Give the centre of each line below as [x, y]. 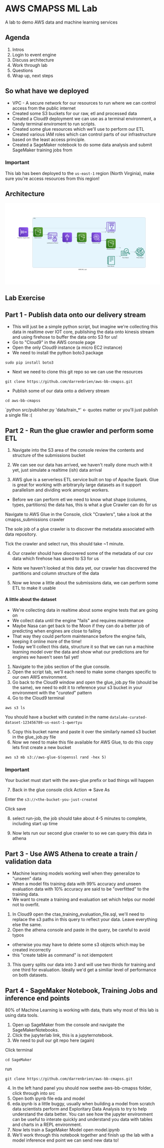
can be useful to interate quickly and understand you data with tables [82, 1119]
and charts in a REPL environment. [47, 1125]
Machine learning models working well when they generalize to [76, 873]
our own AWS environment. [40, 677]
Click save [15, 809]
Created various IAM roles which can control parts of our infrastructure [84, 134]
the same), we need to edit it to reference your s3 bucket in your [77, 688]
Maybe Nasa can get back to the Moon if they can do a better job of [81, 626]
